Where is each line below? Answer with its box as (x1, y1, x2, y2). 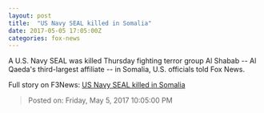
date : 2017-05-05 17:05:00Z (8, 26, 102, 34)
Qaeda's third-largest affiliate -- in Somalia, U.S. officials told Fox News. (8, 65, 246, 75)
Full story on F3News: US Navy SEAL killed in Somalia (8, 80, 186, 90)
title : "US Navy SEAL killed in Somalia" (8, 19, 152, 27)
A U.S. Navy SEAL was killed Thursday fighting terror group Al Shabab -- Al (8, 56, 257, 66)
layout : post (8, 11, 52, 20)
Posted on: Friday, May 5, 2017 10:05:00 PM (27, 95, 174, 105)
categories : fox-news (8, 34, 81, 42)
